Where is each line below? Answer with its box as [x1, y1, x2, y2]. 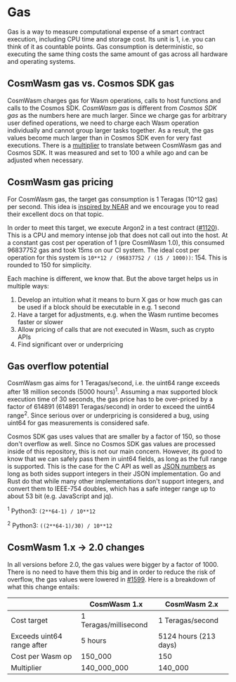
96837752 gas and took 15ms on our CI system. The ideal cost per [7, 246, 200, 254]
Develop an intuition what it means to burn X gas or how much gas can [17, 295, 223, 304]
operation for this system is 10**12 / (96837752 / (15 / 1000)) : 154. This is [7, 253, 228, 262]
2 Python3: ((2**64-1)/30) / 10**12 [7, 520, 112, 530]
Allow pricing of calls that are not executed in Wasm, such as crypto [17, 325, 215, 333]
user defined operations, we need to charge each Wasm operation [7, 119, 199, 127]
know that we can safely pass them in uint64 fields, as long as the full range [7, 454, 228, 463]
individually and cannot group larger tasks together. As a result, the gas [7, 126, 214, 134]
